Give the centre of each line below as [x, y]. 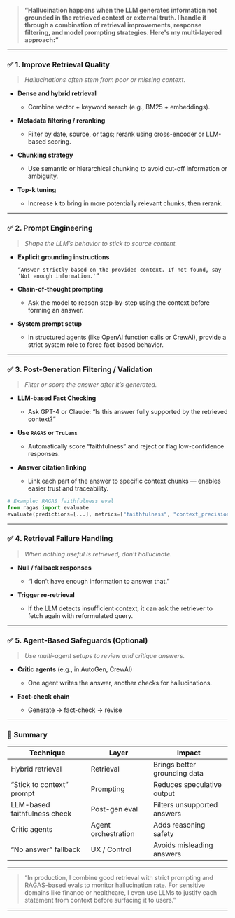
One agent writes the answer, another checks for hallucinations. [120, 683]
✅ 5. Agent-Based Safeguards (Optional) [78, 640]
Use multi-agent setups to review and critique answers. [105, 656]
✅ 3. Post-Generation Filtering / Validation [80, 369]
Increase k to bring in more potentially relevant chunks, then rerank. [125, 203]
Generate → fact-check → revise [75, 710]
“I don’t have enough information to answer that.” [99, 581]
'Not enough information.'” [58, 276]
